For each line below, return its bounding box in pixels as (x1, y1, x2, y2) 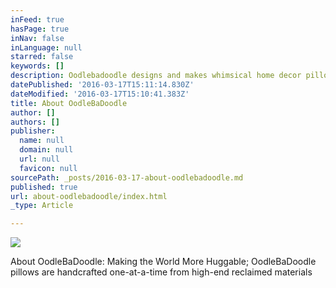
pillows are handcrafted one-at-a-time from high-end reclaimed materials (10, 266, 313, 278)
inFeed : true (10, 14, 65, 25)
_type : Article (10, 201, 74, 211)
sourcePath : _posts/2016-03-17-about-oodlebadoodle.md (10, 172, 244, 183)
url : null (19, 154, 60, 164)
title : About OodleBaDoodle (10, 98, 128, 108)
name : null (19, 136, 65, 146)
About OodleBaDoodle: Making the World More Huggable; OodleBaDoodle (10, 256, 317, 268)
